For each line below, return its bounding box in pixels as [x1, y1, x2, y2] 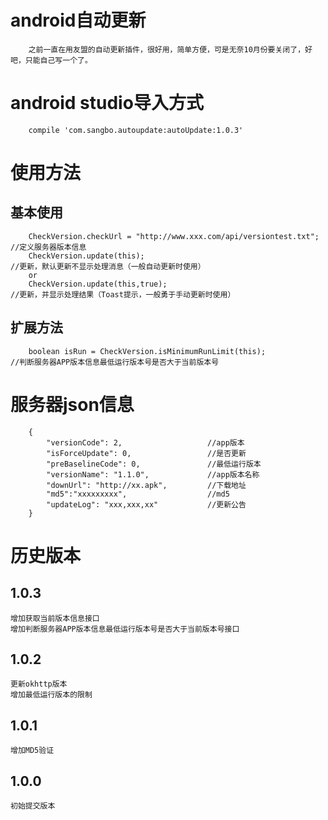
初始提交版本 [10, 801, 56, 811]
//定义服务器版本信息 [10, 242, 87, 252]
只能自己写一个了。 [24, 55, 93, 65]
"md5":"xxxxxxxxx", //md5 [46, 489, 230, 499]
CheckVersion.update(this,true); [28, 279, 168, 289]
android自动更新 [10, 9, 147, 32]
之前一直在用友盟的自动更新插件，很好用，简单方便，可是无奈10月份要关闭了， [28, 44, 306, 55]
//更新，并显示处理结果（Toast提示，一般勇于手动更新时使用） [10, 289, 236, 300]
